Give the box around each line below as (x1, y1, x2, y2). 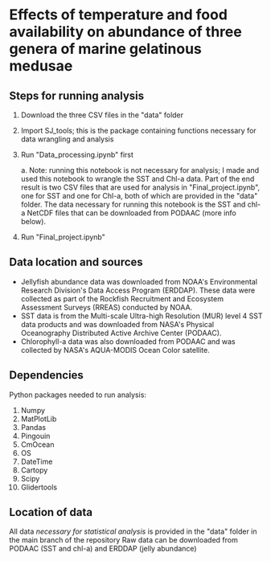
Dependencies (9, 368, 84, 383)
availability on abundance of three (9, 23, 242, 41)
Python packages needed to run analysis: (9, 390, 147, 399)
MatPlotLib (20, 414, 57, 424)
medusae (9, 57, 73, 76)
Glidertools (20, 482, 58, 492)
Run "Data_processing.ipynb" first (20, 150, 133, 159)
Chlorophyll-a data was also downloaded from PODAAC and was (20, 336, 236, 346)
